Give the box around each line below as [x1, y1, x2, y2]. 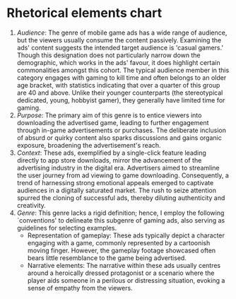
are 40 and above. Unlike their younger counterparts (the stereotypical [16, 88, 223, 97]
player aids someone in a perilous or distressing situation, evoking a [27, 276, 225, 284]
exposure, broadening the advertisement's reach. [16, 141, 161, 149]
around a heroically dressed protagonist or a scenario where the [27, 269, 215, 277]
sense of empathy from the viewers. [27, 283, 133, 292]
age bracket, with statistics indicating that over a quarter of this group [16, 81, 220, 89]
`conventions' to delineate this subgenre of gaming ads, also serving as [16, 216, 225, 224]
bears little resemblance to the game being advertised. [27, 253, 187, 262]
